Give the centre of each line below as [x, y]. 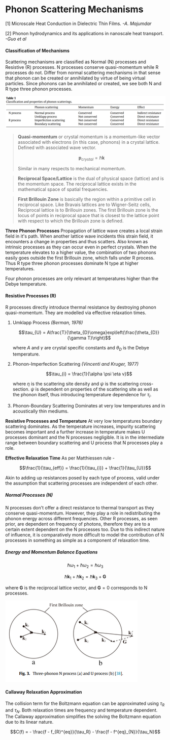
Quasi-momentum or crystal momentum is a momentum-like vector [89, 137]
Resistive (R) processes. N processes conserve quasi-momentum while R [82, 67]
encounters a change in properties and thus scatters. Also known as [77, 242]
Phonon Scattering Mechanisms [74, 9]
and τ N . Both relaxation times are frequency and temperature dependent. [81, 711]
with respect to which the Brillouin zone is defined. [71, 221]
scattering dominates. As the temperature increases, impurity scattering [80, 426]
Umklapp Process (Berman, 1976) [48, 322]
